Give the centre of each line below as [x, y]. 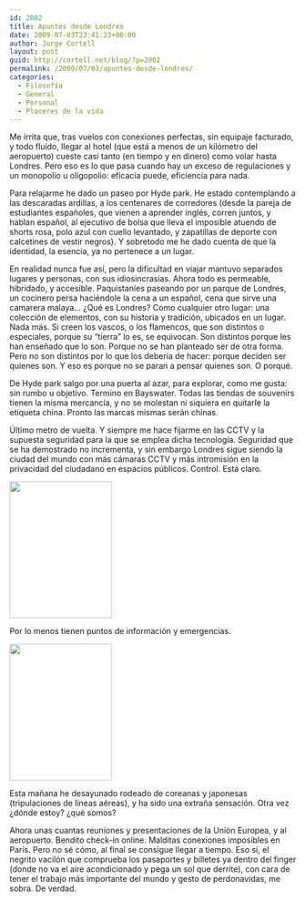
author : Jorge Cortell [52, 43]
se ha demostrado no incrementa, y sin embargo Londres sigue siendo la [147, 450]
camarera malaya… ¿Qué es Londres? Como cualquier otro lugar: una [140, 308]
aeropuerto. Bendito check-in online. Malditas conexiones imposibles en [145, 840]
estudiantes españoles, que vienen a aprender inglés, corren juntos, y [140, 213]
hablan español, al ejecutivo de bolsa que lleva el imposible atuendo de [143, 222]
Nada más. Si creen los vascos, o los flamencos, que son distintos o [137, 327]
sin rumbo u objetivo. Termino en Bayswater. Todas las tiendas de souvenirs [152, 394]
